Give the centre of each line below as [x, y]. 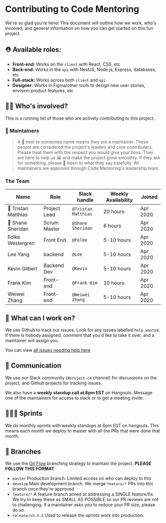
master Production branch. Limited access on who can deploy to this [82, 478]
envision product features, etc [43, 90]
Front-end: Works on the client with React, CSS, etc [66, 64]
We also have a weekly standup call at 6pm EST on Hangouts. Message [79, 392]
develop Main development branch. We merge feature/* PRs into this [83, 484]
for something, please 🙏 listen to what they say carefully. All [78, 163]
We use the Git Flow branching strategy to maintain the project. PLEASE [78, 463]
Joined [149, 197]
